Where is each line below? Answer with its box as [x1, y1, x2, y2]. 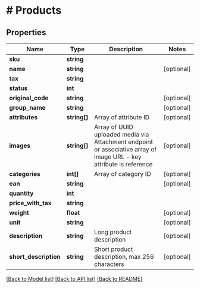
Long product [94, 228, 132, 236]
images [9, 141, 31, 150]
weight [9, 209, 30, 216]
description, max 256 [94, 253, 154, 261]
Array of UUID [94, 123, 134, 131]
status [9, 84, 28, 92]
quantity [9, 189, 34, 197]
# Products [6, 4, 62, 17]
